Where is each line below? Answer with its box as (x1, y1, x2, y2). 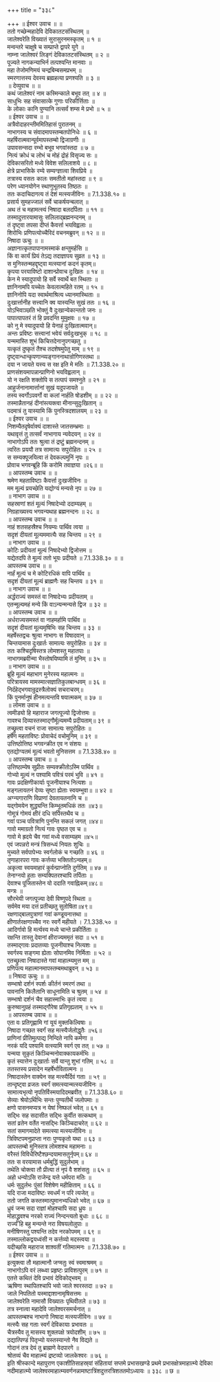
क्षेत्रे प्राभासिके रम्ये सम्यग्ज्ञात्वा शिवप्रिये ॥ (7, 167, 93, 175)
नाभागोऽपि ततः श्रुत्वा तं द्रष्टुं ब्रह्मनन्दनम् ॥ (7, 438, 95, 446)
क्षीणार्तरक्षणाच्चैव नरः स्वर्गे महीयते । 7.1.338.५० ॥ (7, 918, 118, 926)
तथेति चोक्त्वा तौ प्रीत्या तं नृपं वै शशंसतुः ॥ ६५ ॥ (7, 1166, 110, 1173)
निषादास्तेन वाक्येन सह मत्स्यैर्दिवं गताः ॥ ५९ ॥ (7, 1073, 107, 1081)
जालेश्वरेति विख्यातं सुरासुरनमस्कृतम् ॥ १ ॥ (7, 35, 101, 43)
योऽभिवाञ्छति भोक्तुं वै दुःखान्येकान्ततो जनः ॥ (7, 306, 102, 314)
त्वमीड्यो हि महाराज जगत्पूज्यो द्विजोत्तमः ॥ (7, 709, 96, 716)
